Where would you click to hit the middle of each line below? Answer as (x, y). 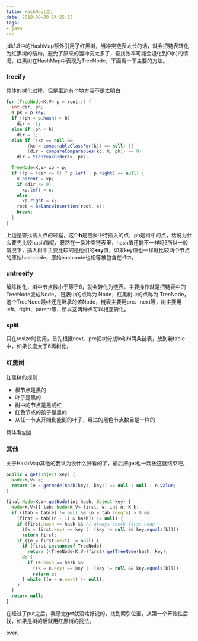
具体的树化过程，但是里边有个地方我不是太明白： (66, 90)
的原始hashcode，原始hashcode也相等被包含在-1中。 (72, 257)
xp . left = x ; (38, 190)
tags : (13, 23)
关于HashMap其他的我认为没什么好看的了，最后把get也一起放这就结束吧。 (97, 463)
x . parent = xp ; (36, 179)
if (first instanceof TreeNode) (62, 546)
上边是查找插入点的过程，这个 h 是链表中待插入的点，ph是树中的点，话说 (94, 235)
